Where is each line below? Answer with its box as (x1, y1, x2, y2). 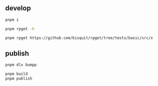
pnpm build (5, 71, 28, 76)
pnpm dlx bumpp (5, 62, 37, 67)
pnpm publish (5, 76, 32, 81)
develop (5, 4, 31, 12)
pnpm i (5, 17, 19, 22)
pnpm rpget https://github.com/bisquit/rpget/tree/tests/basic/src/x (5, 35, 153, 40)
